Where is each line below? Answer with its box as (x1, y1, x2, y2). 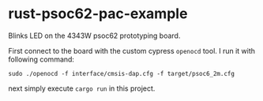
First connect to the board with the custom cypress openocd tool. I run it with (8, 46, 255, 55)
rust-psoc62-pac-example (8, 5, 188, 23)
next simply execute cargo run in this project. (8, 84, 156, 93)
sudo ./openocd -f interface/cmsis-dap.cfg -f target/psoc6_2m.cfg (8, 69, 235, 77)
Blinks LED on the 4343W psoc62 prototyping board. (8, 31, 181, 40)
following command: (8, 54, 75, 64)
